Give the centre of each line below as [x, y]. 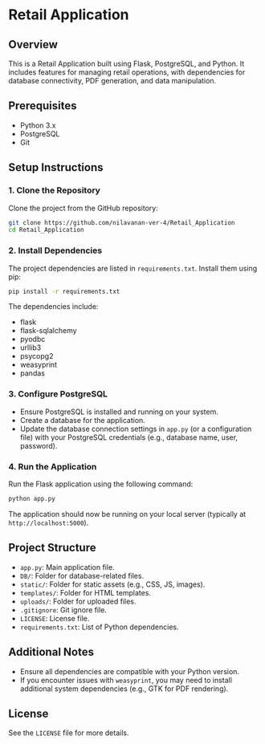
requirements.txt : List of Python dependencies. [99, 627]
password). [39, 445]
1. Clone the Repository [54, 190]
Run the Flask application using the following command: [101, 484]
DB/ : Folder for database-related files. [82, 575]
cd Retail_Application [46, 230]
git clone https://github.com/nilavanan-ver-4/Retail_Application [122, 222]
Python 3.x [38, 125]
